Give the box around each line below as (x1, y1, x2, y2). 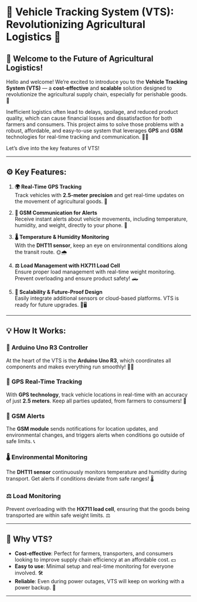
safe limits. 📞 (6, 438, 36, 445)
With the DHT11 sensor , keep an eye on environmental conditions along (14, 242, 188, 249)
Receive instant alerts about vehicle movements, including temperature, (14, 215, 188, 222)
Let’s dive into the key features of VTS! (6, 145, 100, 151)
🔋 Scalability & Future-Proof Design (14, 288, 103, 295)
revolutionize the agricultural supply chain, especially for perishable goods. (6, 91, 188, 97)
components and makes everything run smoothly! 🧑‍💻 (6, 363, 134, 370)
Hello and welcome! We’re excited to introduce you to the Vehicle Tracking (6, 79, 188, 85)
